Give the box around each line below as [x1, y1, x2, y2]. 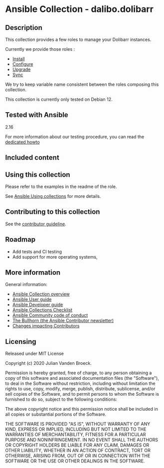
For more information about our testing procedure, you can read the [5, 134, 145, 140]
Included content [5, 154, 60, 162]
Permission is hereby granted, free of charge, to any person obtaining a [5, 370, 152, 376]
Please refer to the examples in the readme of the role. [5, 183, 117, 190]
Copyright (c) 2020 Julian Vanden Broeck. [5, 360, 92, 366]
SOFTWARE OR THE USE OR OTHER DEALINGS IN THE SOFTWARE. [5, 458, 145, 464]
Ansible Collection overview [12, 291, 70, 297]
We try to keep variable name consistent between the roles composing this [5, 81, 159, 87]
